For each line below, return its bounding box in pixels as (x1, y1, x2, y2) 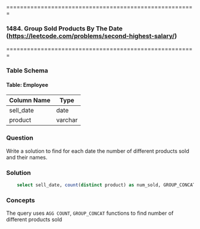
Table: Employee (6, 81, 49, 88)
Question (6, 134, 34, 142)
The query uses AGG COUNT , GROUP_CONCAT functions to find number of (6, 209, 174, 217)
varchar (56, 116, 78, 124)
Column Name (9, 96, 51, 105)
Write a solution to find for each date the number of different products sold (6, 147, 189, 155)
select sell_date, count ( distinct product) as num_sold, (17, 182, 161, 188)
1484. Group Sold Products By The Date (6, 24, 123, 33)
